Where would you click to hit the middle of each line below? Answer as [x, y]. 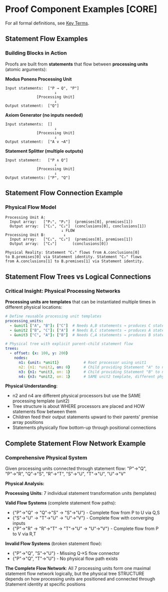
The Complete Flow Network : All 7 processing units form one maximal [78, 568]
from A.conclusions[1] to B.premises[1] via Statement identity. [74, 261]
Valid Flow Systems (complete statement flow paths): [61, 503]
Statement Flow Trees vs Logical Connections [78, 276]
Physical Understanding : [31, 386]
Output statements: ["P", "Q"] [38, 178]
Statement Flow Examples [47, 39]
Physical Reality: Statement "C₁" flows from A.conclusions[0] [72, 253]
